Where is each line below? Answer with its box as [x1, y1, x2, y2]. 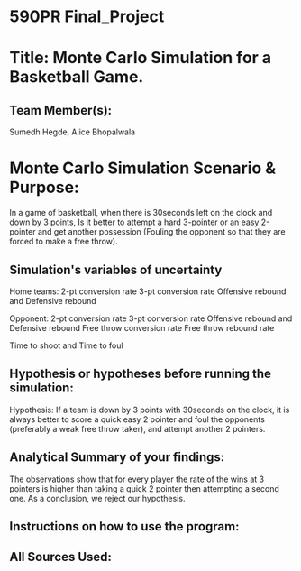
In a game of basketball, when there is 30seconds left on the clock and [9, 207, 273, 218]
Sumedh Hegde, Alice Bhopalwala [9, 126, 136, 137]
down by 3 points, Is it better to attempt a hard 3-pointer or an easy [9, 216, 260, 227]
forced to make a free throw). [9, 236, 119, 247]
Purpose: [9, 178, 79, 198]
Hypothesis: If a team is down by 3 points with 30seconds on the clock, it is [9, 404, 290, 415]
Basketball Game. [9, 67, 144, 87]
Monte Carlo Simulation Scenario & [9, 158, 277, 179]
